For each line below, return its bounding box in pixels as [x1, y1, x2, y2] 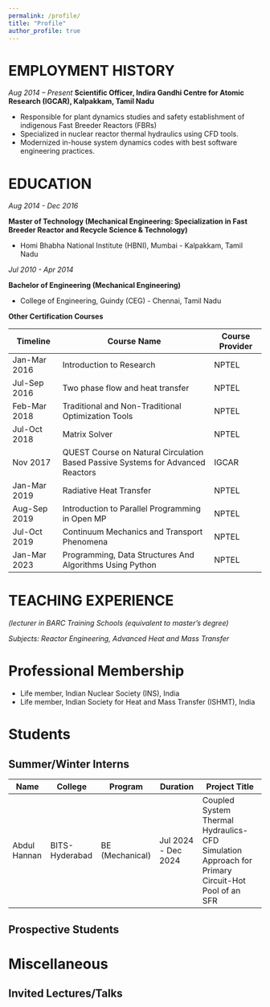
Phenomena [62, 536, 108, 548]
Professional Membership [8, 662, 185, 680]
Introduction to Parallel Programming [62, 503, 201, 515]
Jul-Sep [12, 377, 44, 388]
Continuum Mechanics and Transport [62, 526, 203, 537]
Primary [202, 865, 232, 877]
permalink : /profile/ [8, 11, 81, 20]
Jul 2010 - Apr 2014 [8, 265, 74, 274]
